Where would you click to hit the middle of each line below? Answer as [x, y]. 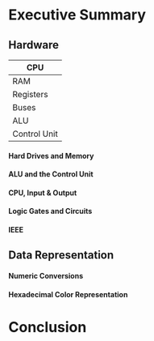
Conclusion [48, 327]
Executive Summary [77, 15]
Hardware [33, 45]
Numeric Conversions [46, 275]
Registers [30, 94]
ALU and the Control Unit [51, 174]
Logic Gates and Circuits [50, 211]
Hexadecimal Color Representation [68, 294]
